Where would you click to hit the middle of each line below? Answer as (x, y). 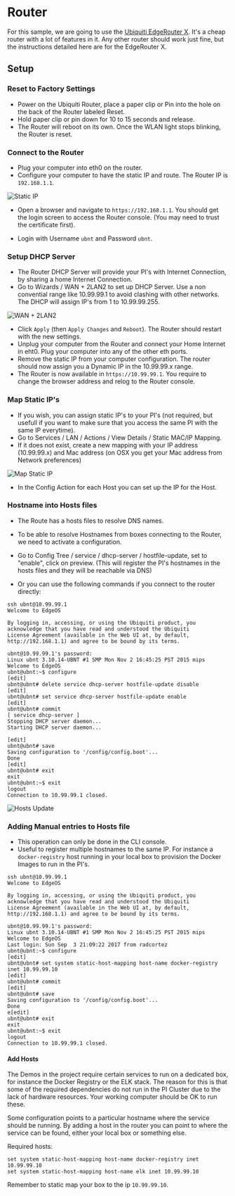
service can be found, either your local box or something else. (97, 1133)
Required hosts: (30, 1147)
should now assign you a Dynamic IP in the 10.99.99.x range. (105, 367)
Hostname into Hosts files (52, 505)
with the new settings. (49, 337)
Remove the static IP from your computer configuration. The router (114, 359)
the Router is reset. (45, 134)
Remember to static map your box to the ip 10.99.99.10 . (88, 1185)
